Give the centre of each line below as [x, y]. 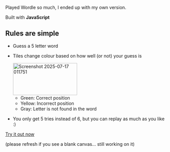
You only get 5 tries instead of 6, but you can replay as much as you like [89, 119]
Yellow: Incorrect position [47, 103]
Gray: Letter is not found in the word [59, 109]
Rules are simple [32, 34]
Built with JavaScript [27, 17]
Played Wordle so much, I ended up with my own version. [66, 7]
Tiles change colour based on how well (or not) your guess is [77, 55]
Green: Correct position [45, 98]
